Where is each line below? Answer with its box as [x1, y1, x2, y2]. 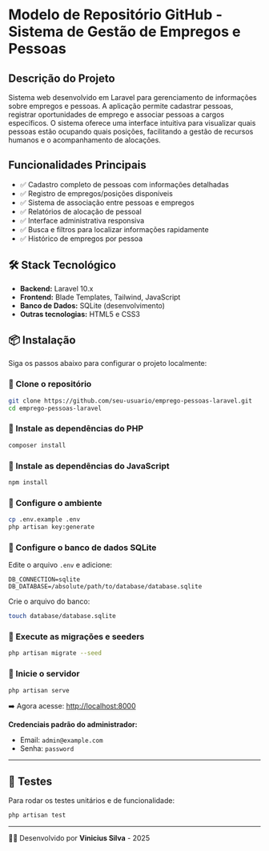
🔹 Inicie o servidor [8, 668, 80, 680]
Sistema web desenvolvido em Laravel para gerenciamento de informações [8, 93, 258, 102]
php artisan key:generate [8, 523, 94, 531]
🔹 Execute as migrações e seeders [8, 631, 145, 642]
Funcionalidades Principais [8, 159, 147, 172]
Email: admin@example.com [19, 735, 103, 745]
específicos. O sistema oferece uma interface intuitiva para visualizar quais [8, 118, 256, 127]
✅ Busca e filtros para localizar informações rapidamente [19, 224, 210, 234]
